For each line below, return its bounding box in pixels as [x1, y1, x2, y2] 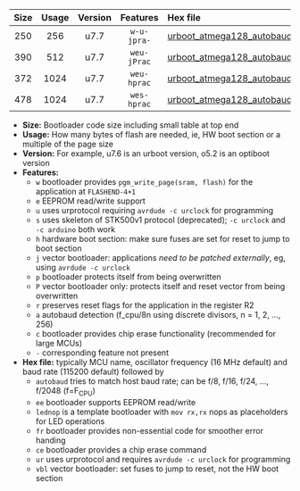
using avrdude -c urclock [35, 262, 131, 272]
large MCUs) [35, 338, 83, 348]
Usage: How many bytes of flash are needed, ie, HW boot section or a [21, 129, 281, 139]
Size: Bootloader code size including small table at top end [21, 120, 239, 130]
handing [35, 435, 66, 445]
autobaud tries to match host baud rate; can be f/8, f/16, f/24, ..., [35, 376, 270, 387]
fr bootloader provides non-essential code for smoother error [35, 425, 263, 436]
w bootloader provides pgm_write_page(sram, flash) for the [35, 177, 254, 187]
